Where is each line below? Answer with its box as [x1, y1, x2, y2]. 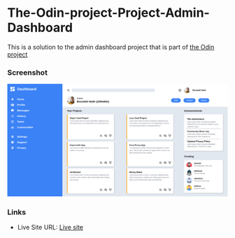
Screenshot [7, 68, 48, 77]
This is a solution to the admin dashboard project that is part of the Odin [7, 43, 215, 51]
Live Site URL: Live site [17, 223, 84, 231]
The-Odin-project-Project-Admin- [7, 5, 210, 21]
